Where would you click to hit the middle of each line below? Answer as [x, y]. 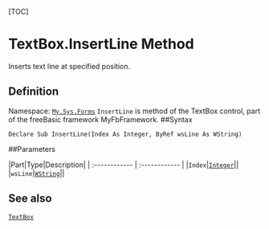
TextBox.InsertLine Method [101, 44]
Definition [33, 92]
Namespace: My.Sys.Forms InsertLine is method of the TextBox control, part [134, 111]
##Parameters [32, 149]
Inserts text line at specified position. [69, 66]
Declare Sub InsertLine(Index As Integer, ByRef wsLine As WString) [125, 134]
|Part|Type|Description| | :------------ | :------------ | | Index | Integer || [124, 165]
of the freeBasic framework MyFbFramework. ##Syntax [100, 119]
